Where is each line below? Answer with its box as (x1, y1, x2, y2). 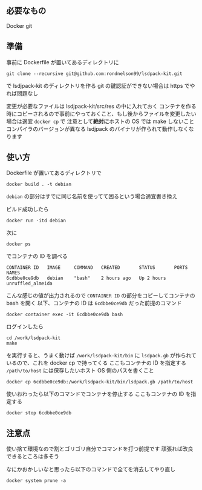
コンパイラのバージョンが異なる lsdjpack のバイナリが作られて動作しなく (6, 125, 189, 132)
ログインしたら (6, 323, 44, 330)
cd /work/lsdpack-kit (6, 335, 61, 341)
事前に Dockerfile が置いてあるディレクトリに (6, 58, 119, 65)
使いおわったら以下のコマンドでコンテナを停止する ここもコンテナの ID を (6, 390, 191, 398)
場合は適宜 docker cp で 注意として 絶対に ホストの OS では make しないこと (6, 118, 195, 125)
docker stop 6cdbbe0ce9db (6, 410, 71, 416)
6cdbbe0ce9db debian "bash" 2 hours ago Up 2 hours (6, 275, 166, 282)
